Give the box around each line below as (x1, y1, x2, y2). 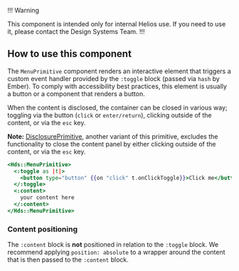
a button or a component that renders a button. (7, 89, 145, 98)
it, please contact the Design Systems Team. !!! (7, 28, 145, 36)
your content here (20, 194, 75, 201)
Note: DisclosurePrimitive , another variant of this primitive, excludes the (7, 132, 218, 141)
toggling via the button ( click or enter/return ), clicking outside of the (7, 110, 212, 119)
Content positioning (7, 224, 78, 234)
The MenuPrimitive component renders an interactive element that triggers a (7, 67, 231, 75)
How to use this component (7, 48, 132, 60)
